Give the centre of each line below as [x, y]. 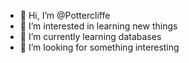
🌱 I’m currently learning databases [90, 36]
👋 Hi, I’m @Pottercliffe [65, 15]
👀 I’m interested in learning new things [98, 26]
